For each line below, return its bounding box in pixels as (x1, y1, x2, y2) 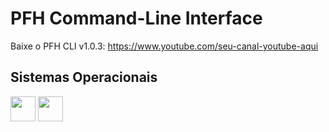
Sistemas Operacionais (10, 69, 158, 86)
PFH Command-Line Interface (10, 7, 263, 30)
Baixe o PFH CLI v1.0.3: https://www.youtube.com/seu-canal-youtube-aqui (10, 40, 319, 52)
